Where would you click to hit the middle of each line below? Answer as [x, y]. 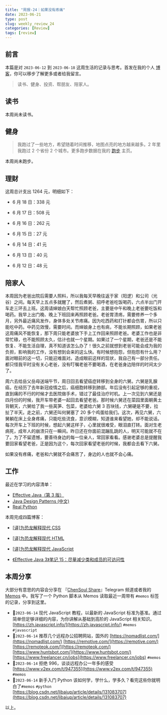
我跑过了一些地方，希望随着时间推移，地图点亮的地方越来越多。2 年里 [89, 145]
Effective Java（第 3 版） [38, 495]
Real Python [25, 507]
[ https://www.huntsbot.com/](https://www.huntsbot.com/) [72, 652]
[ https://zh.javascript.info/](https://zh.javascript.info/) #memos [74, 624]
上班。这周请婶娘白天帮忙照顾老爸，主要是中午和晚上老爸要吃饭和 [94, 308]
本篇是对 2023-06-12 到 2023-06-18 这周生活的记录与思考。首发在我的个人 [80, 67]
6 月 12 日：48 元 [30, 266]
